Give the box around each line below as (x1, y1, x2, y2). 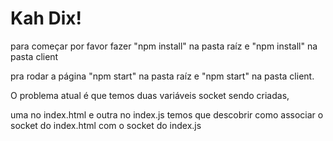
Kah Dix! (10, 7, 82, 30)
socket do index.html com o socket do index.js (10, 119, 202, 131)
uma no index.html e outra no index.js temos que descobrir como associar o (10, 108, 324, 121)
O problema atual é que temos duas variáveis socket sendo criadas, (10, 89, 290, 101)
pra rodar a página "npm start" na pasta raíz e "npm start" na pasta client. (10, 70, 315, 82)
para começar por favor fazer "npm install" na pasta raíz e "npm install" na (10, 40, 318, 52)
